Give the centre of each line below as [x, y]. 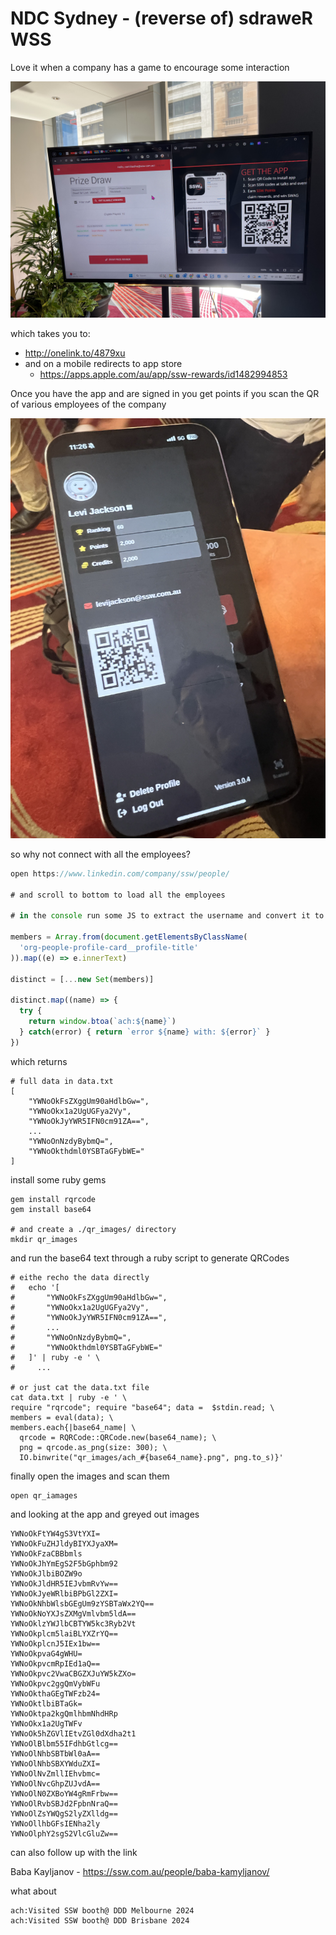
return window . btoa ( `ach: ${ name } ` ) [102, 1022]
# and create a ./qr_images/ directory [93, 1229]
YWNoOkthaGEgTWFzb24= [55, 1693]
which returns [39, 1061]
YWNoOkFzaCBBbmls [46, 1553]
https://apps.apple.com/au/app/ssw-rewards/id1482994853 [163, 374]
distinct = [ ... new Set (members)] [82, 979]
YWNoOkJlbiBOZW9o [46, 1573]
